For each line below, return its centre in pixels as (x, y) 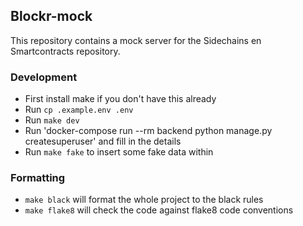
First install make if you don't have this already (120, 99)
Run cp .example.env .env (79, 110)
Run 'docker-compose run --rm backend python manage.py (148, 131)
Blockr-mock (51, 16)
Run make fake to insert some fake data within (119, 152)
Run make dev (52, 120)
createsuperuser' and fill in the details (103, 141)
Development (44, 77)
